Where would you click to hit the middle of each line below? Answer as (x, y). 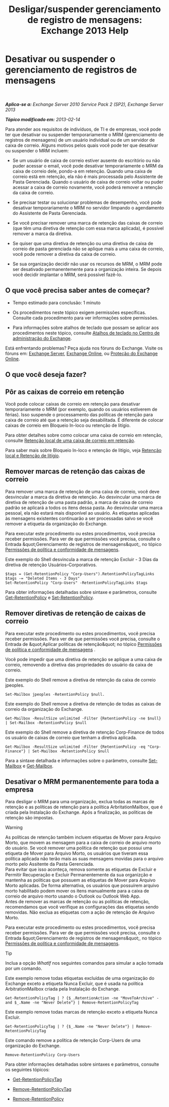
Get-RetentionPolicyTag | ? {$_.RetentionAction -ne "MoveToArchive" (80, 998)
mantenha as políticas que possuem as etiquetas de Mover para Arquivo (80, 880)
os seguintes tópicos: (27, 1070)
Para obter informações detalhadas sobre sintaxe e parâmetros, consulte (81, 592)
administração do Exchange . (42, 338)
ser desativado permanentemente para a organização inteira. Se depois (87, 269)
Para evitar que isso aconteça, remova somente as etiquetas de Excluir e (81, 869)
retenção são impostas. (30, 818)
